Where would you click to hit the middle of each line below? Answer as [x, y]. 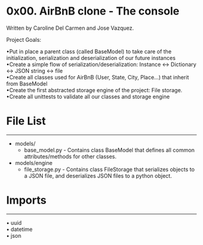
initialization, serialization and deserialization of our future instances [91, 58]
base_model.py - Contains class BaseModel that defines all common [109, 150]
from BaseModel [27, 84]
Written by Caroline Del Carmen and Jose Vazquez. [70, 28]
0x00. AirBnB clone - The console [93, 11]
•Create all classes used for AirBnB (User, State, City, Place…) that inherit [98, 77]
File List [26, 121]
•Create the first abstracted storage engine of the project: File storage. [94, 90]
